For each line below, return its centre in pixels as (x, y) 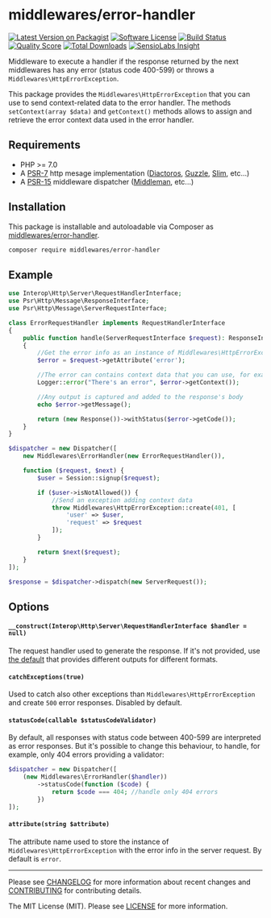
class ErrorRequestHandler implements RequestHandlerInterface (117, 323)
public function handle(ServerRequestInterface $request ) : (124, 338)
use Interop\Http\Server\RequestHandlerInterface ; (95, 293)
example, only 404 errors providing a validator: (86, 754)
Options (29, 606)
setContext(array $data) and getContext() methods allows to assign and (130, 111)
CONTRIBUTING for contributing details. (75, 890)
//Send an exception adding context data (122, 500)
